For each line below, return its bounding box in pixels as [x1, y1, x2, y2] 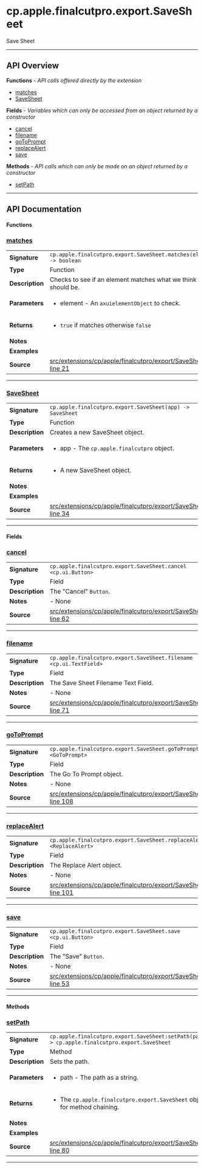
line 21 [49, 365, 70, 373]
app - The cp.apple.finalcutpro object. [59, 444, 174, 453]
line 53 [49, 979, 70, 988]
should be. [49, 283, 80, 292]
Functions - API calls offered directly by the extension [6, 77, 142, 84]
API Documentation [6, 204, 82, 214]
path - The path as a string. [59, 1074, 138, 1082]
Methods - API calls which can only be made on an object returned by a [6, 162, 188, 170]
